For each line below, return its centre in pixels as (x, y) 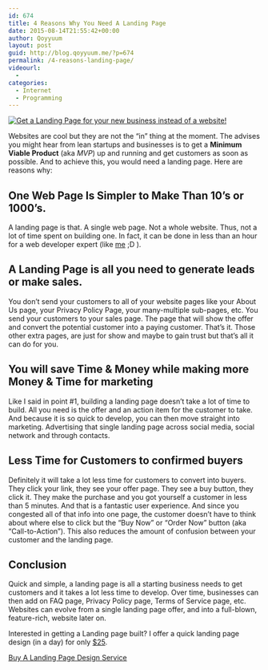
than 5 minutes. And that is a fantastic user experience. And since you (124, 506)
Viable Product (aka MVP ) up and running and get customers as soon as (128, 153)
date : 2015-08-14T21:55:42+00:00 (64, 30)
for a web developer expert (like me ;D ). (75, 245)
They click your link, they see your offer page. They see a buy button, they (131, 488)
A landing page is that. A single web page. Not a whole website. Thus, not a (133, 227)
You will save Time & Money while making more (129, 370)
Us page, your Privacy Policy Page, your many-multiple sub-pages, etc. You (133, 310)
